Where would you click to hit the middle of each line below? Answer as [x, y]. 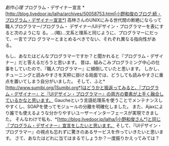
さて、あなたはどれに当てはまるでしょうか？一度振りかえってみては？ [87, 138]
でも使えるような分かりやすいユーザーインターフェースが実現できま [84, 113]
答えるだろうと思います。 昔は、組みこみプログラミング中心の [91, 62]
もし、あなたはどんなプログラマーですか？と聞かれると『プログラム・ [78, 56]
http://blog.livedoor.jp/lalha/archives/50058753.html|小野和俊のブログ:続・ [84, 14]
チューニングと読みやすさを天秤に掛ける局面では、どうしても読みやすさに [82, 75]
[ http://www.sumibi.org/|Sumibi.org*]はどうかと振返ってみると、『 [73, 88]
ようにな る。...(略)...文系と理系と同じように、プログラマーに [86, 33]
